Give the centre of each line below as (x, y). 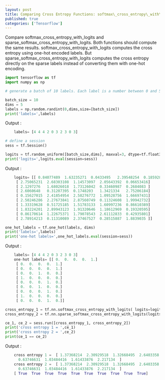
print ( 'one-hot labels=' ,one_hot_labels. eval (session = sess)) (69, 236)
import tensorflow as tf (30, 78)
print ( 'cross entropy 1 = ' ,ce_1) (41, 327)
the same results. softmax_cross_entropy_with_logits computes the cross (79, 48)
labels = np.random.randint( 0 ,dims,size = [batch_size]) (62, 109)
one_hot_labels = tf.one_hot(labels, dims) (50, 227)
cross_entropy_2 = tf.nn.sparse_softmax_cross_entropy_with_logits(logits (83, 314)
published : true (22, 19)
